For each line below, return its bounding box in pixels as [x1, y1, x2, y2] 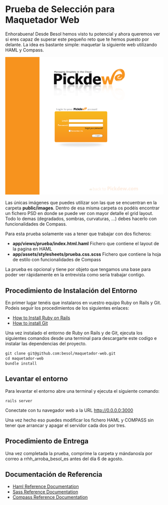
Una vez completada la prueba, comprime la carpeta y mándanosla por [5, 450, 152, 456]
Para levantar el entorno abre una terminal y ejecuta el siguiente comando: [5, 388, 160, 394]
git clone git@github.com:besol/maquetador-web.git [5, 351, 116, 356]
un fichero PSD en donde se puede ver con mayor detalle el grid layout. [5, 210, 153, 217]
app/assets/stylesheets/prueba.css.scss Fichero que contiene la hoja [12, 251, 161, 257]
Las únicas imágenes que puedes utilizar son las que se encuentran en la [5, 200, 157, 206]
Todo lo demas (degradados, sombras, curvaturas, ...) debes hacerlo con [5, 215, 157, 222]
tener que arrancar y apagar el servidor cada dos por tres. [5, 422, 126, 428]
